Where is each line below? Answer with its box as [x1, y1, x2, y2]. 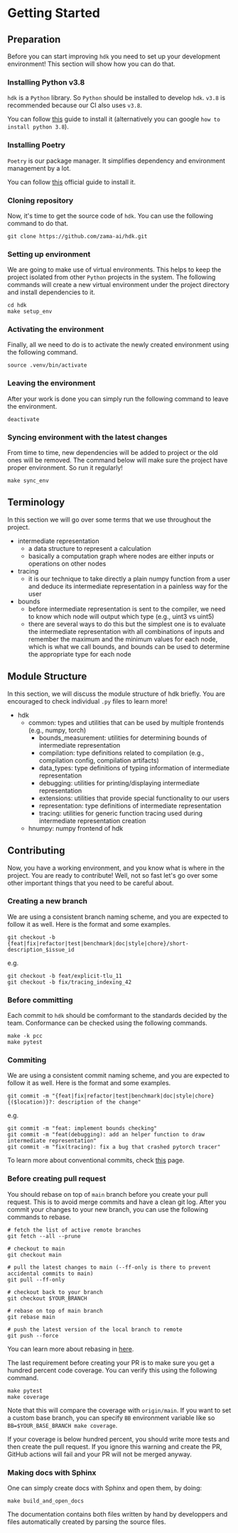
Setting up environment [7, 249, 91, 259]
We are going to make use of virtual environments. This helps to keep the [7, 265, 222, 274]
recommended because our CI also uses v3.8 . [7, 101, 142, 109]
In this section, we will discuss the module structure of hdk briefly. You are [7, 689, 225, 698]
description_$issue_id [7, 946, 75, 953]
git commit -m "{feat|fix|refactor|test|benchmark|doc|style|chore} [7, 1092, 215, 1099]
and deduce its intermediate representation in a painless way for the [28, 581, 228, 591]
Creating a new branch [7, 896, 87, 906]
